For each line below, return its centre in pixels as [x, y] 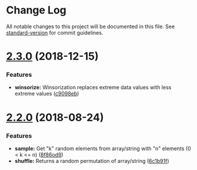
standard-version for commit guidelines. [55, 32]
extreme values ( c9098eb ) [47, 94]
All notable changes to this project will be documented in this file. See [91, 26]
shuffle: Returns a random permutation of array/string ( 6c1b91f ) [92, 161]
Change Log [36, 10]
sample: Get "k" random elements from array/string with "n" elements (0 [103, 148]
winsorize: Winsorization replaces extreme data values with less [93, 87]
